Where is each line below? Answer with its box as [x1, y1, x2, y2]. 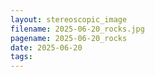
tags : [10, 52, 33, 62]
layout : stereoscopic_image [10, 14, 128, 25]
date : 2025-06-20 [10, 42, 83, 53]
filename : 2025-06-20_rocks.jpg [10, 24, 145, 34]
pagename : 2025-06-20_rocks [10, 33, 128, 43]
